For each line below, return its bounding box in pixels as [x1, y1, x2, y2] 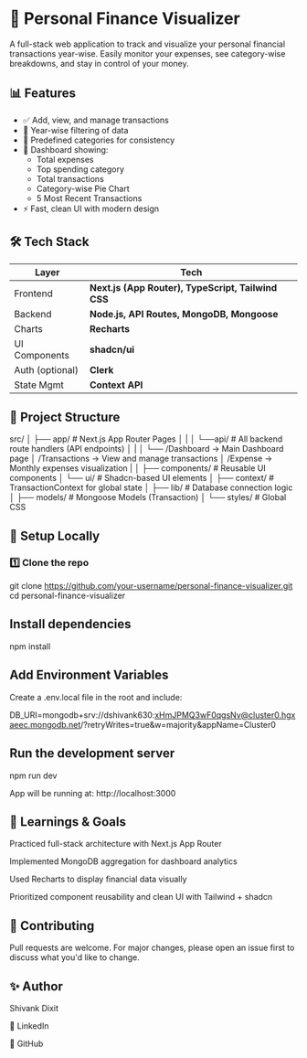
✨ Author [9, 978, 64, 994]
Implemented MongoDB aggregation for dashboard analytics [9, 856, 238, 867]
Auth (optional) [14, 363, 79, 376]
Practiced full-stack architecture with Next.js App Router [9, 839, 222, 850]
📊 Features [9, 86, 76, 102]
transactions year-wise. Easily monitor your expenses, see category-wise [9, 48, 286, 59]
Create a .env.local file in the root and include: [9, 691, 183, 702]
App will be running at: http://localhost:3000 [9, 787, 176, 798]
